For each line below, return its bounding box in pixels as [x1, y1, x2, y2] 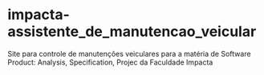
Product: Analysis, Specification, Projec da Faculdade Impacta [7, 57, 213, 67]
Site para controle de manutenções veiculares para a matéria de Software [7, 49, 251, 58]
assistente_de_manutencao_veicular [7, 22, 257, 41]
